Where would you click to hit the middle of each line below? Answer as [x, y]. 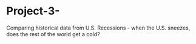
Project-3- [33, 11]
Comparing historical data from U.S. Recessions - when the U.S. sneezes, [98, 28]
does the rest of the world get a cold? [53, 34]
